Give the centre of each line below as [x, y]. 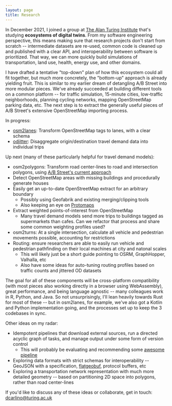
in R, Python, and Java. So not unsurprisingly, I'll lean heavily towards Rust [84, 297]
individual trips [28, 146]
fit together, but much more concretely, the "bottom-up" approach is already [86, 78]
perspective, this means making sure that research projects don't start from [85, 40]
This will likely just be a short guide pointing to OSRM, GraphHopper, [93, 254]
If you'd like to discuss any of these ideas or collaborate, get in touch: [79, 392]
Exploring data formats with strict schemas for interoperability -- [81, 360]
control [20, 344]
